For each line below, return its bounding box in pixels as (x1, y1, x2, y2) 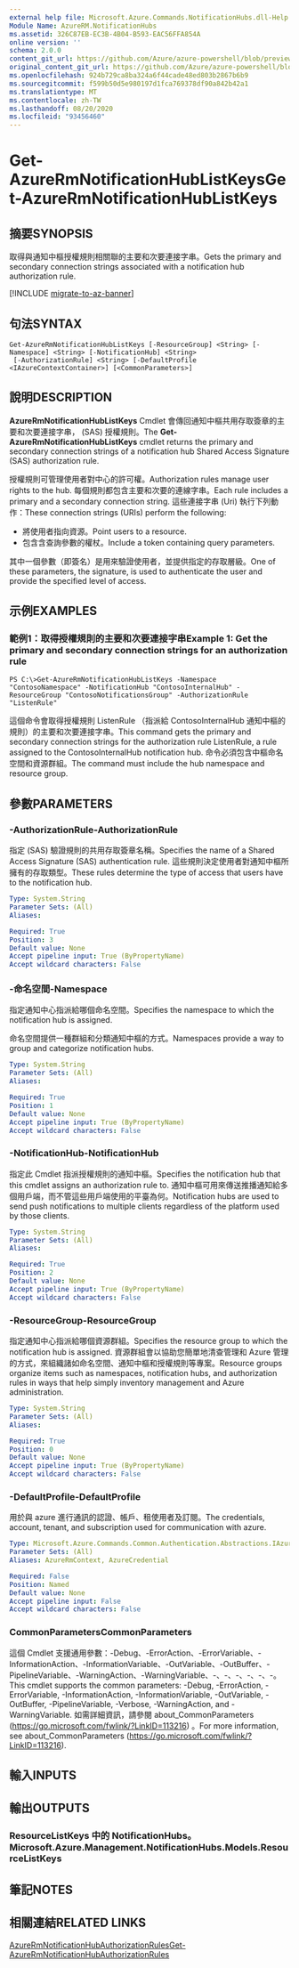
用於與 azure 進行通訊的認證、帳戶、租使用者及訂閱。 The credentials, (9, 1512, 265, 1523)
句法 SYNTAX (9, 316, 83, 331)
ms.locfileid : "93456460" (9, 112, 105, 121)
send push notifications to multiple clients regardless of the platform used (9, 1201, 280, 1211)
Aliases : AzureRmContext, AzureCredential (9, 1556, 169, 1565)
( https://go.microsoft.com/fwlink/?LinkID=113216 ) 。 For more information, (9, 1720, 279, 1731)
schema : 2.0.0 (9, 46, 62, 55)
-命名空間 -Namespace (9, 983, 108, 995)
